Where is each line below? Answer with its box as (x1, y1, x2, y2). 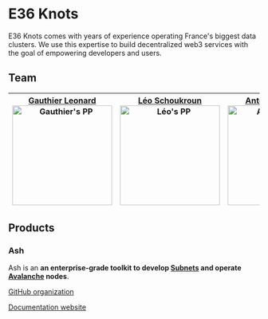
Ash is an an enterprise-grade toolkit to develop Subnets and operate (8, 263, 242, 273)
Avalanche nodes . (8, 272, 69, 282)
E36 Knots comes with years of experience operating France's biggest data (8, 31, 257, 41)
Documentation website (8, 302, 86, 312)
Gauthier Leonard (28, 95, 97, 106)
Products (8, 221, 55, 235)
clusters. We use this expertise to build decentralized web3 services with (8, 39, 249, 49)
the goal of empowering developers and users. (8, 48, 162, 57)
